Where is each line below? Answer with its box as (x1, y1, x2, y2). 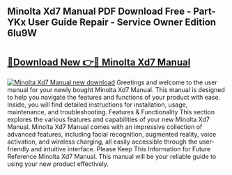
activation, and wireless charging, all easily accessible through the (7, 137, 198, 146)
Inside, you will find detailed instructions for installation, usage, (7, 100, 188, 109)
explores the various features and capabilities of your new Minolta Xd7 (7, 115, 210, 123)
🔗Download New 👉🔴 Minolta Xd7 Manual (7, 56, 191, 68)
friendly (7, 145, 30, 153)
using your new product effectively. (7, 160, 109, 168)
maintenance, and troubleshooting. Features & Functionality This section (7, 108, 215, 116)
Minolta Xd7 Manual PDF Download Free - (7, 6, 192, 17)
